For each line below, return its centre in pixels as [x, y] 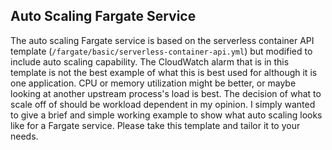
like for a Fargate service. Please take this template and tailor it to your [155, 125]
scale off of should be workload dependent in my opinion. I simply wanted [163, 104]
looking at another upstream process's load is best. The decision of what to [166, 93]
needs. [24, 136]
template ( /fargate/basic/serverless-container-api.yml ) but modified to [161, 51]
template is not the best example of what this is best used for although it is [164, 72]
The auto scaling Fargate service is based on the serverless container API [162, 40]
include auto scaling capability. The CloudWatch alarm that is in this [150, 61]
